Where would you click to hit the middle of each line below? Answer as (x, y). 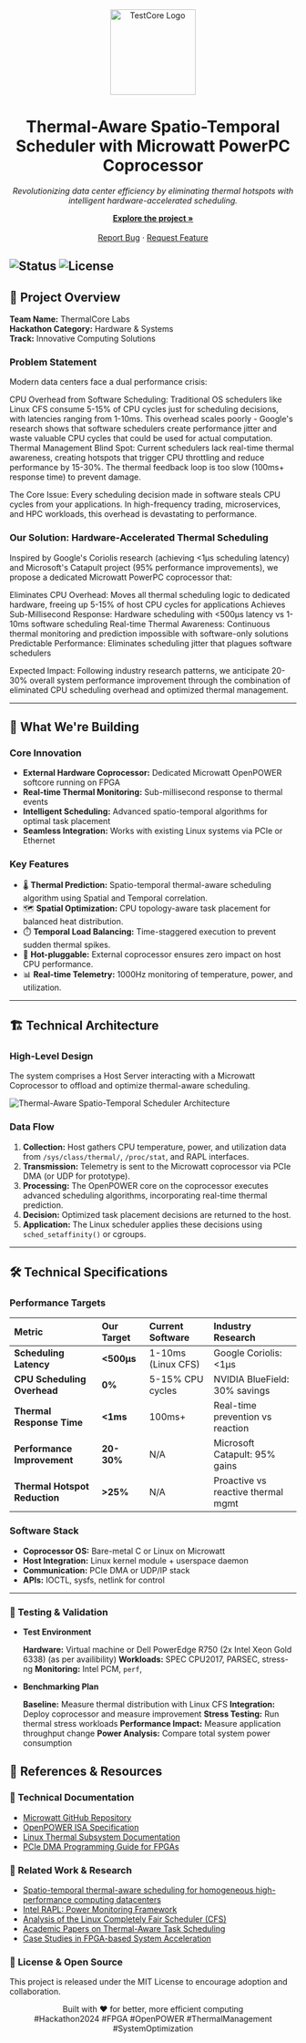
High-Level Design (51, 1057)
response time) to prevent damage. (75, 477)
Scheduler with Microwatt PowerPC (153, 146)
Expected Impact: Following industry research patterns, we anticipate (140, 670)
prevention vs (243, 1417)
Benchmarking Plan (61, 1687)
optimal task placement (66, 821)
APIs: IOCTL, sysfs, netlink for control (94, 1580)
